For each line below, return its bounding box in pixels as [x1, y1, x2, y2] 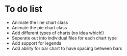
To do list [4, 3, 43, 15]
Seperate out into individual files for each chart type [11, 35, 117, 41]
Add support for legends [11, 40, 62, 46]
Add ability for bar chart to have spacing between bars [11, 45, 123, 51]
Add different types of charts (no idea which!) [11, 30, 104, 36]
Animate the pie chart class [11, 24, 67, 30]
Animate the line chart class [11, 19, 68, 25]
